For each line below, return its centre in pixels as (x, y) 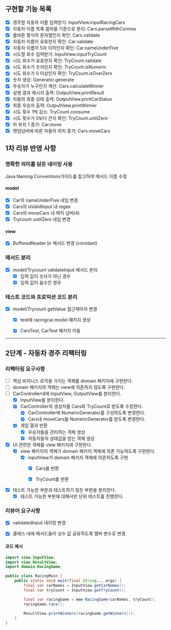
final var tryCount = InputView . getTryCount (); (75, 590)
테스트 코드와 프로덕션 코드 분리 (41, 297)
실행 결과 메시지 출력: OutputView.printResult (58, 93)
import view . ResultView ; (32, 562)
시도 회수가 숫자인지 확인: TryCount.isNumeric (60, 67)
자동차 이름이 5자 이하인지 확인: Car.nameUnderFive (65, 48)
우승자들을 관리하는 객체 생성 (56, 432)
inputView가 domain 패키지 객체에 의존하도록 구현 (78, 457)
